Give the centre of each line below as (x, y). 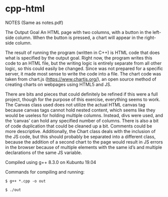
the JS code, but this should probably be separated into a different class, (80, 136)
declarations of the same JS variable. (44, 152)
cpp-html (25, 9)
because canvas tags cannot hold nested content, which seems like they (80, 110)
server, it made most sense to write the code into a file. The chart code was (83, 73)
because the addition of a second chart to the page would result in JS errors (84, 142)
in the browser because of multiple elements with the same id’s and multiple (83, 147)
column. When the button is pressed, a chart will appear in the (79, 37)
